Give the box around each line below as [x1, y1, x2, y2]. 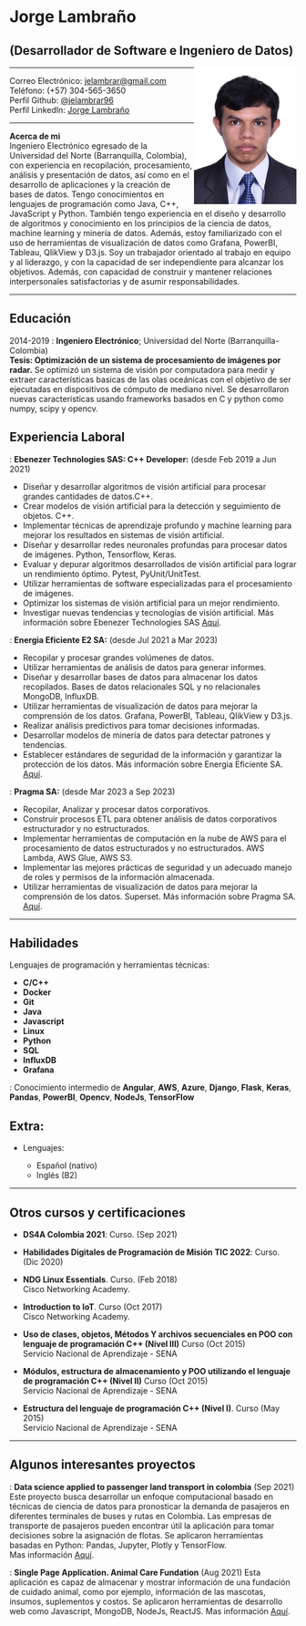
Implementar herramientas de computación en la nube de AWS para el [22, 833, 287, 844]
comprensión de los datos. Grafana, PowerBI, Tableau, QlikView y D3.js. [22, 709, 293, 721]
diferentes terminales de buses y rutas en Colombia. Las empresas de [9, 1510, 272, 1521]
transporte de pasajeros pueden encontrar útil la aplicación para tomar [9, 1520, 275, 1531]
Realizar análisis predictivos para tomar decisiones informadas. [22, 720, 260, 730]
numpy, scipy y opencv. [9, 403, 98, 414]
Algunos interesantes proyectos [9, 1457, 196, 1473]
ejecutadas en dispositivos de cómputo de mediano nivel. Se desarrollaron [9, 383, 290, 394]
